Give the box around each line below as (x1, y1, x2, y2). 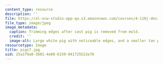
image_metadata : (5, 25, 38, 30)
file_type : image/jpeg (5, 20, 51, 26)
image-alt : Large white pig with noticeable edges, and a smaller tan (9, 38, 155, 43)
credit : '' (9, 34, 32, 39)
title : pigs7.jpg (5, 47, 40, 52)
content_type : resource (5, 7, 53, 12)
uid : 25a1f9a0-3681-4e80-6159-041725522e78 (5, 51, 95, 57)
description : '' (5, 12, 38, 16)
